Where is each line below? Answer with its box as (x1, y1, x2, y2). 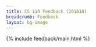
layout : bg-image (6, 19, 48, 25)
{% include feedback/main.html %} (6, 35, 90, 42)
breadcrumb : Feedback (6, 14, 59, 20)
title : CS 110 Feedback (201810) (6, 8, 87, 15)
